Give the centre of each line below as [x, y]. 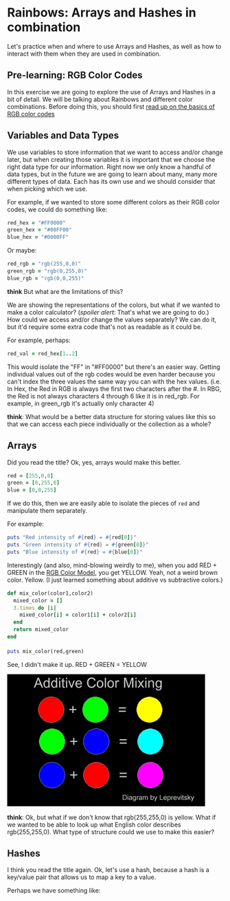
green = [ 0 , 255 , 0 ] [33, 483]
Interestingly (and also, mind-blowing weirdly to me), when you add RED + [112, 565]
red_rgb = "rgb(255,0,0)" [44, 264]
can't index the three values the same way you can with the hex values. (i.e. [114, 381]
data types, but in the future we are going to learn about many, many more [112, 174]
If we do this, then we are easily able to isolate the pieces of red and [104, 503]
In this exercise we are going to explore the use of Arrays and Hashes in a [112, 92]
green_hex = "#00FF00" [39, 230]
